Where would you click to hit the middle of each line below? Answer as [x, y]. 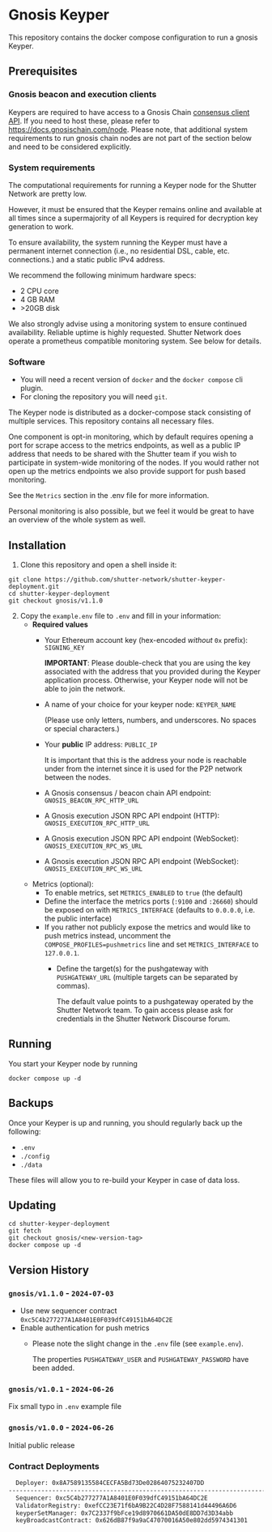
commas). [73, 986]
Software [27, 362]
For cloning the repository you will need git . [93, 397]
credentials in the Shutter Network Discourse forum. [143, 1019]
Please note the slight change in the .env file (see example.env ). [138, 1344]
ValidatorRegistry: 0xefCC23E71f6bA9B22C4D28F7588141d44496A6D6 [126, 1505]
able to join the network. [85, 689]
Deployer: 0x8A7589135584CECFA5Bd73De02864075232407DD [110, 1483]
